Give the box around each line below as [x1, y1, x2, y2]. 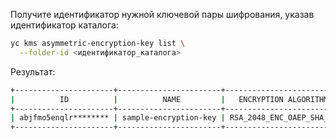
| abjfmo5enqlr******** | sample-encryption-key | [10, 113, 226, 123]
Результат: [10, 65, 56, 78]
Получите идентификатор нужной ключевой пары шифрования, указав [10, 9, 315, 20]
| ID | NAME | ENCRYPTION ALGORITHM [10, 94, 329, 104]
